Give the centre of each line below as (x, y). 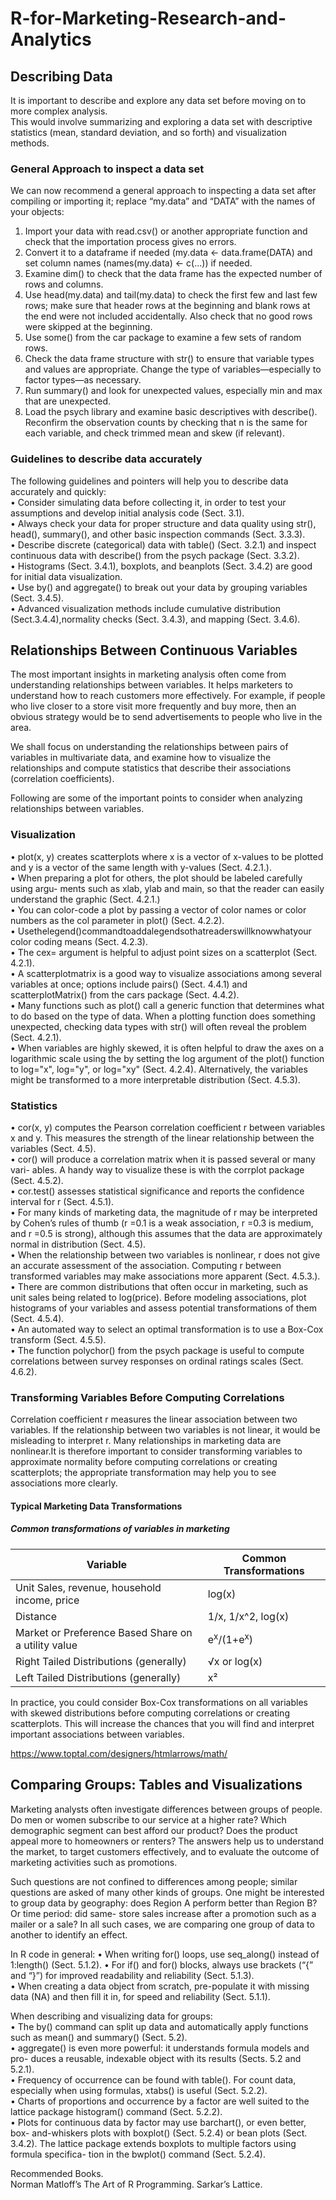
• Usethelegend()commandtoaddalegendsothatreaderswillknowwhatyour (161, 931)
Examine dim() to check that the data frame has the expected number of (173, 274)
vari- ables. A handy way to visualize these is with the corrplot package (157, 1170)
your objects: (37, 212)
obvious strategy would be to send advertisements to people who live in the (166, 717)
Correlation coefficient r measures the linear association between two (154, 1419)
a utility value (46, 1645)
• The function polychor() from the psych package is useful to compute (157, 1350)
